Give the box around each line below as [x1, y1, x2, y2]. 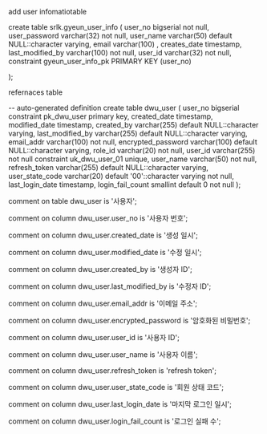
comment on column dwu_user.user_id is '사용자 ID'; [8, 333, 180, 342]
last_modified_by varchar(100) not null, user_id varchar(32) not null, [8, 48, 232, 57]
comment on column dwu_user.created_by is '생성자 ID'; [8, 265, 192, 274]
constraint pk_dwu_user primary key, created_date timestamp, [8, 112, 214, 121]
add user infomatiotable [8, 7, 87, 16]
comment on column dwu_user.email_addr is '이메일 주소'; [8, 298, 198, 308]
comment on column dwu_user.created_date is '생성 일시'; [8, 230, 199, 240]
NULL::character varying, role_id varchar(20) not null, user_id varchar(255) [8, 146, 256, 155]
